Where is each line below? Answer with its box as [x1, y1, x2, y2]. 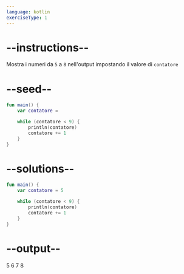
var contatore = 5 [17, 188, 64, 194]
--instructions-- [6, 41, 89, 55]
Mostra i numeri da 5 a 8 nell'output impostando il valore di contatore [6, 61, 179, 68]
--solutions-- [6, 162, 75, 176]
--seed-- [6, 82, 52, 96]
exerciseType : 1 [6, 15, 47, 21]
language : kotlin [6, 9, 50, 15]
